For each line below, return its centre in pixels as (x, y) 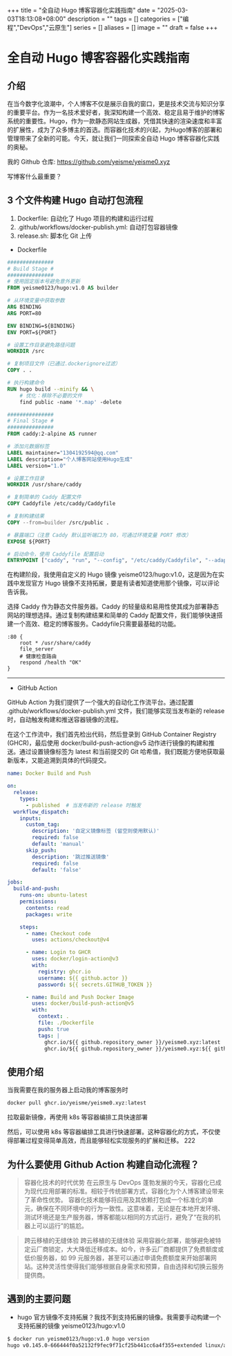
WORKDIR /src (26, 351)
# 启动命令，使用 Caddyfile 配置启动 (56, 554)
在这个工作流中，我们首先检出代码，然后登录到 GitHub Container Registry (112, 734)
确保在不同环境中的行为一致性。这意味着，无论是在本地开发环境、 (130, 1208)
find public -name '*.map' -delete (71, 402)
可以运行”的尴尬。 (62, 1226)
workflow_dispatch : (41, 812)
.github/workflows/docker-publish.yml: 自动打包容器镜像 (97, 227)
